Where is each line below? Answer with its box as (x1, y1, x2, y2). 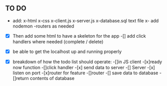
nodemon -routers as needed (12, 23, 75, 29)
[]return (12, 75, 29, 81)
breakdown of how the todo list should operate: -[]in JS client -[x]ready (12, 59, 162, 65)
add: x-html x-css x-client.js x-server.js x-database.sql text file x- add (12, 17, 159, 23)
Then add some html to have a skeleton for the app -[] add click (12, 33, 146, 39)
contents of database (29, 75, 75, 81)
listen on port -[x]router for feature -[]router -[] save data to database (12, 70, 158, 76)
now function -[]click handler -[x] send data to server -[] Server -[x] (12, 65, 155, 70)
